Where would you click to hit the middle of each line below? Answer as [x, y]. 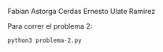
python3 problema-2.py [44, 40]
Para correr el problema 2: [50, 26]
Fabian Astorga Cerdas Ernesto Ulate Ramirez [81, 11]
